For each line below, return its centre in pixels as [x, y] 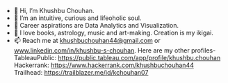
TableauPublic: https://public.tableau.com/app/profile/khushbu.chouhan [117, 58]
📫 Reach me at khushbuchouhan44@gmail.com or [87, 40]
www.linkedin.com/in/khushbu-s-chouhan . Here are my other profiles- [115, 50]
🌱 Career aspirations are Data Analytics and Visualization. [96, 25]
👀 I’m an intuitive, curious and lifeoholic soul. [78, 18]
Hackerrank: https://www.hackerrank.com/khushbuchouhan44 [104, 65]
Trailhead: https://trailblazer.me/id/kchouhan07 [81, 72]
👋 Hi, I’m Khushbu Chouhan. [54, 11]
